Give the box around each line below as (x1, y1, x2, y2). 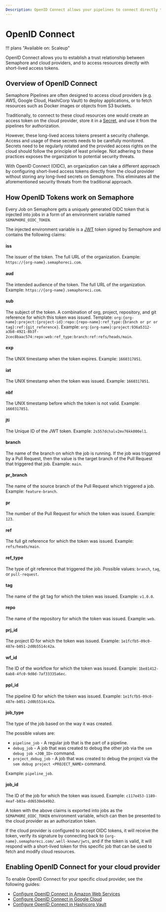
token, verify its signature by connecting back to (5, 833, 104, 839)
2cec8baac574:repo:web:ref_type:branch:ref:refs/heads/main (5, 334, 132, 339)
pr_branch (5, 472, 28, 478)
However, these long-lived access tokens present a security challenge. (5, 132, 150, 138)
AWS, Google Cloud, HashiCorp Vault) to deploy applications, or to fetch (5, 97, 152, 104)
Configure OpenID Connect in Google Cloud (12, 896, 102, 902)
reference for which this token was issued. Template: (5, 314, 113, 320)
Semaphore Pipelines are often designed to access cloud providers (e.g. (5, 92, 152, 98)
